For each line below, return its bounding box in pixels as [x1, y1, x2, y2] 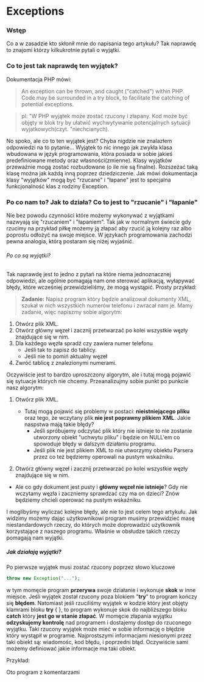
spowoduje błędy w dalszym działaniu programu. [33, 440, 157, 447]
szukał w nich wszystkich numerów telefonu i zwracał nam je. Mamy [21, 302, 193, 309]
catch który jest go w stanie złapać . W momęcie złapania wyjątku [6, 612, 172, 620]
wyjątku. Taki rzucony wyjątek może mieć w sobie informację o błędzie [6, 625, 185, 633]
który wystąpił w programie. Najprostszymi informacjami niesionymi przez [6, 632, 192, 639]
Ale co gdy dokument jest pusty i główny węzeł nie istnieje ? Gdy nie [15, 483, 188, 491]
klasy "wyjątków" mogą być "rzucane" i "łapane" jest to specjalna [6, 176, 172, 183]
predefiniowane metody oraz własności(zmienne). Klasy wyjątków [6, 156, 172, 164]
